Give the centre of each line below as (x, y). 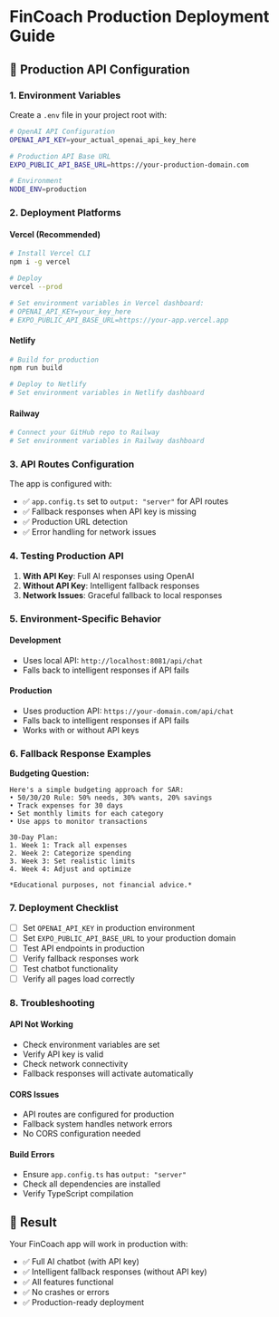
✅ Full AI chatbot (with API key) (81, 1262)
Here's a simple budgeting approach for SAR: (96, 790)
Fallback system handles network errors (97, 1124)
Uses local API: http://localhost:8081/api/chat (113, 660)
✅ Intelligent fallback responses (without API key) (115, 1272)
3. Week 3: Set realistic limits (72, 862)
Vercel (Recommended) (55, 234)
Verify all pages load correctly (79, 978)
